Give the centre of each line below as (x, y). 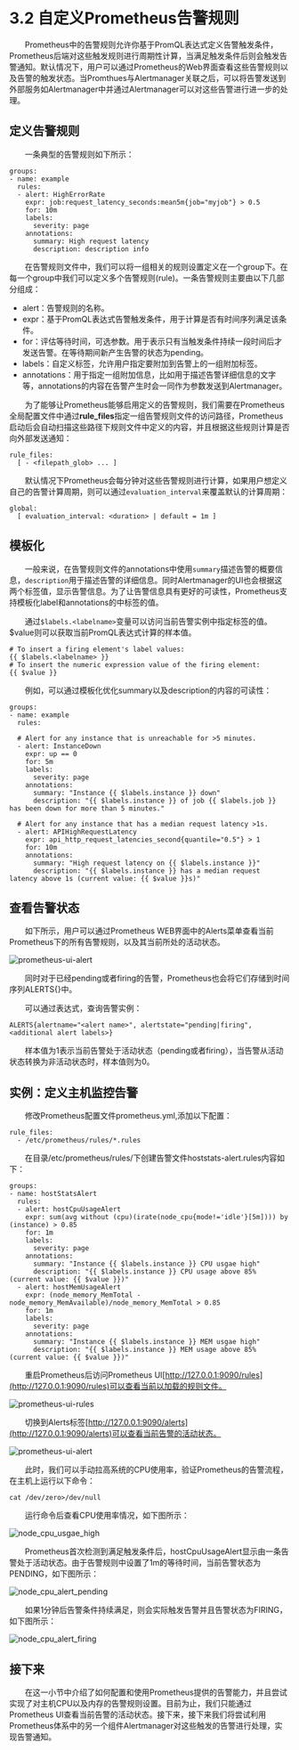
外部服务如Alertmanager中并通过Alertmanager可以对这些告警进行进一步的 (145, 89)
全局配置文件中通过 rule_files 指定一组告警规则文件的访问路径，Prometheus (146, 416)
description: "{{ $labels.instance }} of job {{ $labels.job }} (154, 801)
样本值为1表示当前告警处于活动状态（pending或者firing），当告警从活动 (154, 1051)
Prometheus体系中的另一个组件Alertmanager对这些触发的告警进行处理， (142, 1726)
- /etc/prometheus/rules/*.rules (79, 1141)
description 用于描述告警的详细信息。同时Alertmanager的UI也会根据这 (154, 580)
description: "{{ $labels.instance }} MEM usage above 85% (144, 1350)
